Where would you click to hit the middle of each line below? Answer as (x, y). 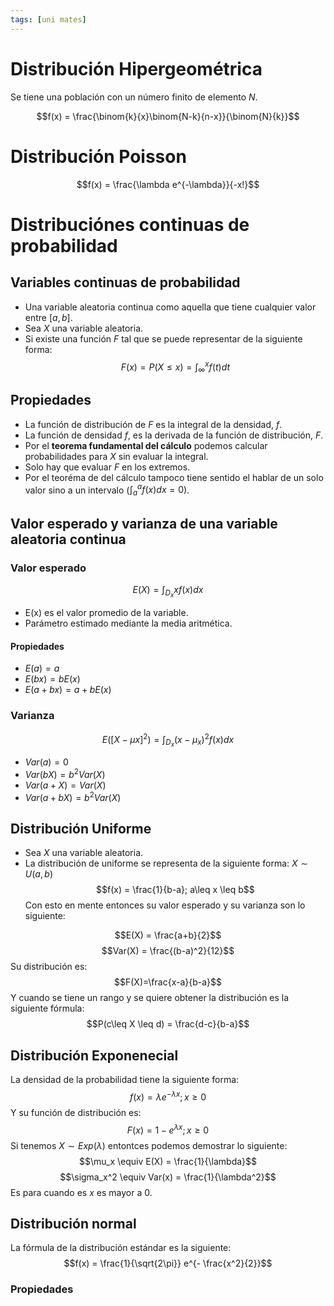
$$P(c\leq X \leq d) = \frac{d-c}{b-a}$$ (168, 1024)
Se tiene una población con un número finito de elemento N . (134, 97)
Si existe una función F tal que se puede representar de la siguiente (163, 338)
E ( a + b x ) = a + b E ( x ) (68, 690)
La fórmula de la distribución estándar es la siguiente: (121, 1248)
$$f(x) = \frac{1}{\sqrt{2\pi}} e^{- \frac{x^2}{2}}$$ (168, 1263)
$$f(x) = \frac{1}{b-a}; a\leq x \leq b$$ (175, 890)
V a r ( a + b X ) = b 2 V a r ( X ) (73, 796)
